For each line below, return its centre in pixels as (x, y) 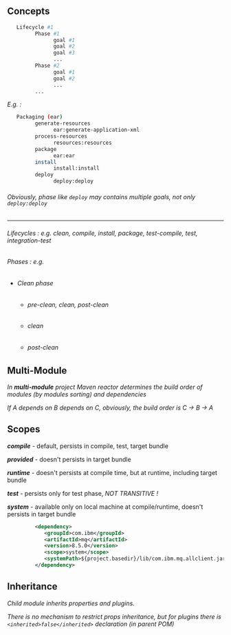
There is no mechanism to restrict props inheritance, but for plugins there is (114, 616)
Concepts (29, 11)
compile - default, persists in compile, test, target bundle (88, 446)
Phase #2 (47, 66)
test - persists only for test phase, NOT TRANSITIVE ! (83, 493)
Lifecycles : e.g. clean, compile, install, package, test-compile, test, (102, 233)
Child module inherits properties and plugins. (71, 603)
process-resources (61, 137)
